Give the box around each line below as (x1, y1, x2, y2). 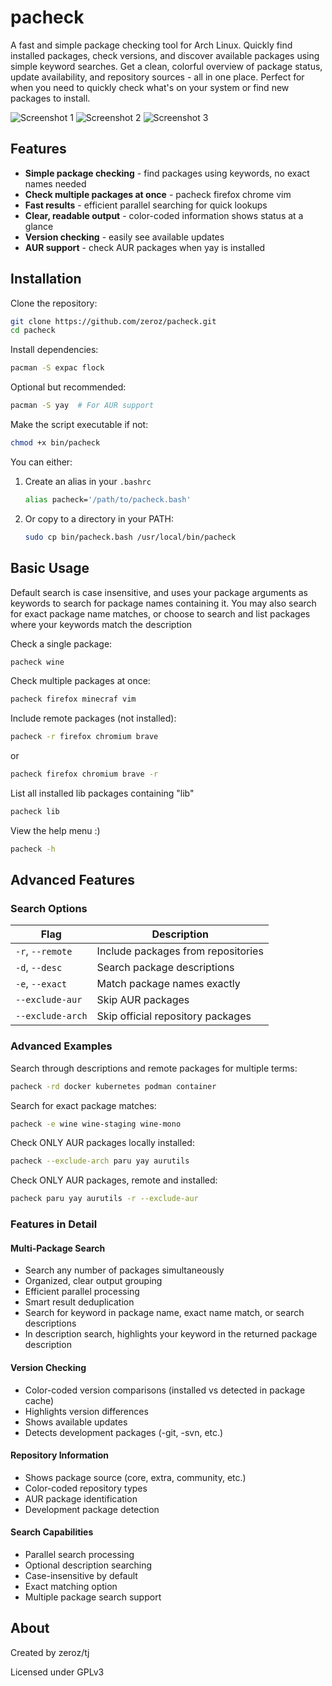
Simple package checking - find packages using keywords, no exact (24, 167, 310, 179)
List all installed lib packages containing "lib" (10, 787, 195, 799)
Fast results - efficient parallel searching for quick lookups (24, 199, 268, 211)
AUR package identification (24, 1492, 138, 1505)
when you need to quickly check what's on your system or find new (10, 81, 290, 93)
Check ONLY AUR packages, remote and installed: (10, 1174, 218, 1186)
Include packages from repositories (96, 944, 264, 958)
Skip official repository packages (96, 1009, 252, 1023)
